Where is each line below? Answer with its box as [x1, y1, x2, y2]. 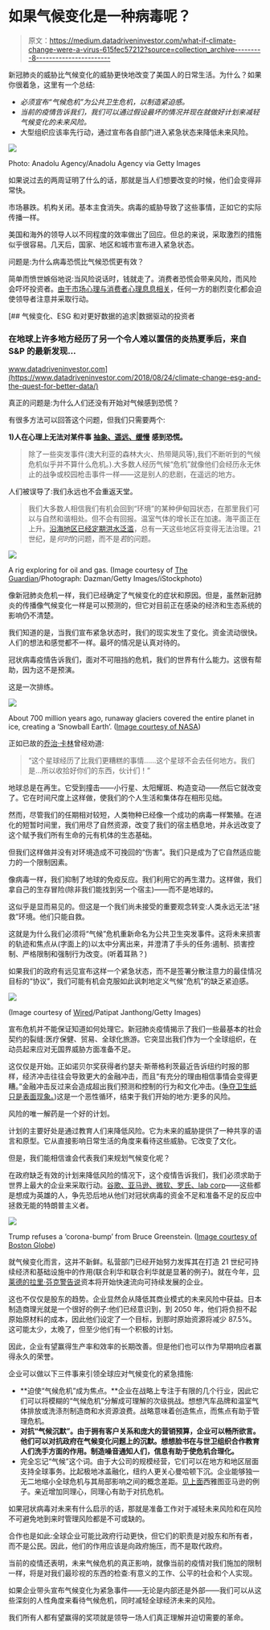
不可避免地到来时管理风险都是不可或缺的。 [8, 1514, 149, 1524]
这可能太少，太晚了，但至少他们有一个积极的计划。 [8, 1324, 178, 1334]
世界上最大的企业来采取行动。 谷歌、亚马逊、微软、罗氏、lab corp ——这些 [8, 1180, 255, 1190]
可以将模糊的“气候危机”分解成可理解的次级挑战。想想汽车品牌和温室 [27, 1396, 252, 1406]
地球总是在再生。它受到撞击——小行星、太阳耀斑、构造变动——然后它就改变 [8, 783, 262, 792]
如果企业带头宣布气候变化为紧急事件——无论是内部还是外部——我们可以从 [8, 1586, 255, 1595]
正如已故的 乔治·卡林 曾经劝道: [8, 738, 104, 748]
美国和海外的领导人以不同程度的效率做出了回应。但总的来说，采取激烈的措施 [8, 229, 262, 239]
